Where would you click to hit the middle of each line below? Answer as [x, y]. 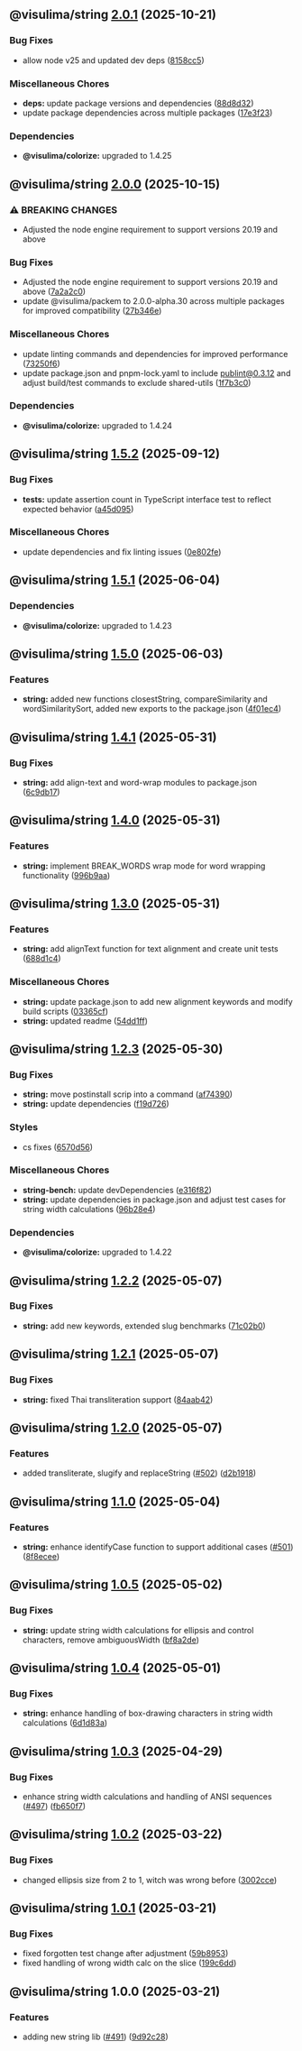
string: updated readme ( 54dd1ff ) [85, 1021]
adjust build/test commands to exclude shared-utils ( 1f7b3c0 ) [137, 382]
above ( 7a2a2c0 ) [54, 291]
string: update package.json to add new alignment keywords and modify [157, 1001]
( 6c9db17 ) [41, 792]
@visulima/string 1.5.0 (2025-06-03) [116, 653]
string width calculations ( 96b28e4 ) [89, 1209]
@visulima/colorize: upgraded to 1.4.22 [97, 1252]
